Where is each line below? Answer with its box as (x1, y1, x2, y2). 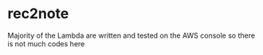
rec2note (7, 5, 69, 23)
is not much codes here (7, 38, 85, 48)
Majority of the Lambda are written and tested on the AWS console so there (7, 31, 256, 40)
